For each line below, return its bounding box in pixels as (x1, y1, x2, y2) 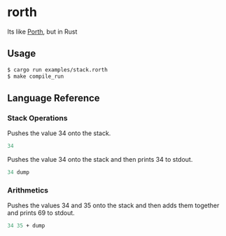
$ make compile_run (7, 73, 64, 80)
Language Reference (7, 92, 100, 104)
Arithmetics (7, 185, 49, 195)
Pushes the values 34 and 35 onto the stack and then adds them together (7, 201, 220, 210)
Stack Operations (7, 113, 68, 123)
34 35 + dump (7, 222, 45, 230)
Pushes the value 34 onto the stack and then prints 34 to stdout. (7, 155, 193, 164)
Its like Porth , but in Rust (7, 27, 78, 36)
